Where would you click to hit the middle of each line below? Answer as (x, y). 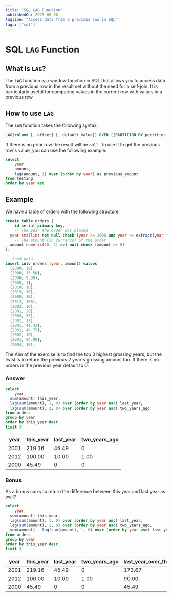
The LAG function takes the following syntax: (52, 125)
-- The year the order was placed (51, 230)
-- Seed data (19, 259)
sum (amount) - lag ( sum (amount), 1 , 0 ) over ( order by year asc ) (80, 530)
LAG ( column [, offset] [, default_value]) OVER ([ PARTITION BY (74, 135)
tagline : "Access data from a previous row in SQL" (61, 19)
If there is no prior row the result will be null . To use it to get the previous (83, 144)
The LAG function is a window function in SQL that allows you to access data (85, 81)
